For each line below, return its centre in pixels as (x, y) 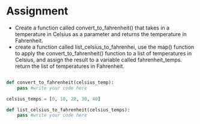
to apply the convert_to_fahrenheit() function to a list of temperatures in (103, 53)
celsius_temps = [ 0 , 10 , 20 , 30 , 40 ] (53, 99)
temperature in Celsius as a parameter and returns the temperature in (101, 34)
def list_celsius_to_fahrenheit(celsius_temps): (68, 110)
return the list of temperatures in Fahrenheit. (70, 66)
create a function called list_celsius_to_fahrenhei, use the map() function (105, 47)
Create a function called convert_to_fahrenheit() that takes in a (92, 28)
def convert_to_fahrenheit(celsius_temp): (60, 82)
